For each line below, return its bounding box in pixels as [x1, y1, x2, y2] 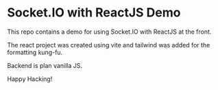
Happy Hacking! [7, 74, 53, 83]
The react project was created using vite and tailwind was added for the [7, 41, 210, 49]
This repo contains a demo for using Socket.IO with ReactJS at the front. [7, 27, 212, 36]
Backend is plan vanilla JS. [7, 61, 82, 69]
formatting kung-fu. [7, 48, 63, 56]
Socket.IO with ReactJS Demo [7, 5, 181, 21]
